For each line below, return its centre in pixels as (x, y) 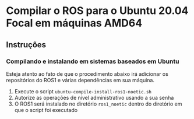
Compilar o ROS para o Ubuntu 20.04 (97, 11)
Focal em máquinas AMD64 (74, 23)
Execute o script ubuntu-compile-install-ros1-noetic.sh (83, 91)
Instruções (26, 45)
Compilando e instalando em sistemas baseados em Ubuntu (93, 61)
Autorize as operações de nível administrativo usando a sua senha (94, 97)
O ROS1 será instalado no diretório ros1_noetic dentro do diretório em (98, 104)
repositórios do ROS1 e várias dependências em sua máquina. (80, 80)
